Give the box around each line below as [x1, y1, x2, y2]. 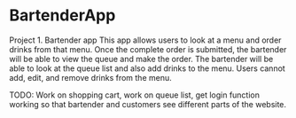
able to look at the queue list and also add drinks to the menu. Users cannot [9, 63, 285, 74]
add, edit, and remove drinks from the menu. [9, 72, 173, 83]
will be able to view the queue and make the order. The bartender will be [9, 53, 274, 64]
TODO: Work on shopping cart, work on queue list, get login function [9, 90, 260, 100]
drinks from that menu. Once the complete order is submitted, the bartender [9, 43, 287, 54]
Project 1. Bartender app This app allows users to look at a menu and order [9, 35, 282, 45]
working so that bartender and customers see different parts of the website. [9, 98, 286, 109]
